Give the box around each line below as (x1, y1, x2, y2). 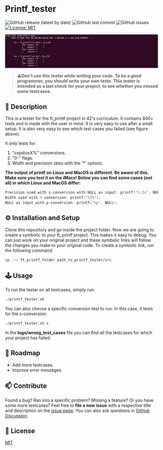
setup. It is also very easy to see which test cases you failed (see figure (5, 126, 148, 132)
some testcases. (16, 89, 52, 94)
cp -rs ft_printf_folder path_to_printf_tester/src (5, 257, 112, 262)
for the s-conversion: (5, 311, 48, 317)
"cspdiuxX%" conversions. (12, 150, 66, 156)
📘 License (5, 427, 35, 435)
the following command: (5, 247, 53, 253)
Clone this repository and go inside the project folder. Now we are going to (5, 226, 154, 232)
